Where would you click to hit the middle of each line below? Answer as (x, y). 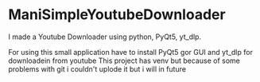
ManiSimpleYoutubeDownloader (117, 15)
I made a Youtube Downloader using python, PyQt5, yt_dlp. (105, 37)
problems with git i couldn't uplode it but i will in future (97, 68)
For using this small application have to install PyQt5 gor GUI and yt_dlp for (130, 52)
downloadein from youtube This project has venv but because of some (124, 61)
